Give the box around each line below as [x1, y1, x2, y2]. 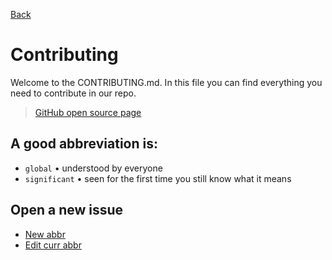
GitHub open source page [34, 106, 142, 118]
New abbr [24, 228, 66, 240]
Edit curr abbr [24, 239, 82, 251]
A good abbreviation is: [10, 135, 158, 153]
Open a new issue [10, 202, 124, 219]
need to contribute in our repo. [10, 87, 137, 99]
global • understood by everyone [24, 162, 163, 174]
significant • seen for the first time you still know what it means [24, 172, 292, 184]
